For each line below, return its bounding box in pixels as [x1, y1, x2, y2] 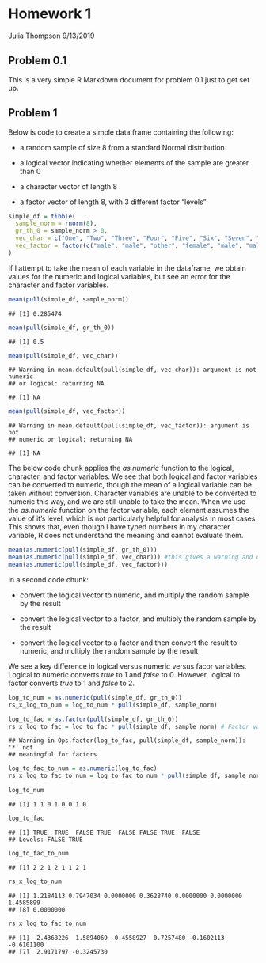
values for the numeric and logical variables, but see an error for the [8, 271, 231, 281]
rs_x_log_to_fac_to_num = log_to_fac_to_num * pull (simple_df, [8, 772, 222, 780]
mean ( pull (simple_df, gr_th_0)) [8, 324, 115, 332]
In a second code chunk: [8, 574, 89, 584]
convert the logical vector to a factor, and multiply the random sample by [19, 614, 257, 624]
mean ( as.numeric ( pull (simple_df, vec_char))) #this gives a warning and [8, 553, 253, 562]
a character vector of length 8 [19, 181, 117, 191]
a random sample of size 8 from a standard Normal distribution [19, 142, 226, 152]
